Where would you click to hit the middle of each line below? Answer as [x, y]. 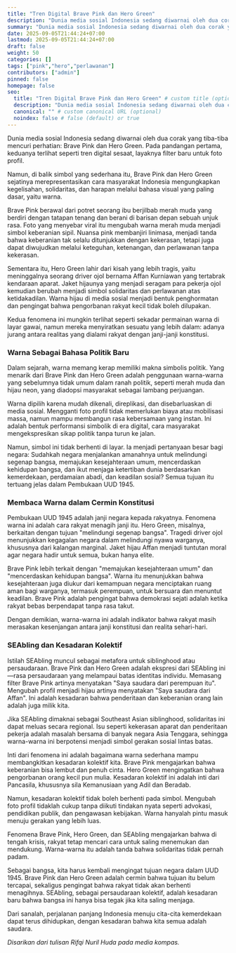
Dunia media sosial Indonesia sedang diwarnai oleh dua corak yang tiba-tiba [118, 138]
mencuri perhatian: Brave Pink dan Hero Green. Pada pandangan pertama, [115, 145]
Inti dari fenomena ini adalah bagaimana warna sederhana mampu [103, 754]
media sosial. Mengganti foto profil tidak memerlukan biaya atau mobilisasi [115, 411]
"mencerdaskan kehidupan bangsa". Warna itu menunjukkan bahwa [105, 576]
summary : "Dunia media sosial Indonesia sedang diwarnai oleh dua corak [116, 27]
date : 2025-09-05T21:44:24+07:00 [56, 33]
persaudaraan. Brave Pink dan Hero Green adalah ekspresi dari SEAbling [112, 668]
